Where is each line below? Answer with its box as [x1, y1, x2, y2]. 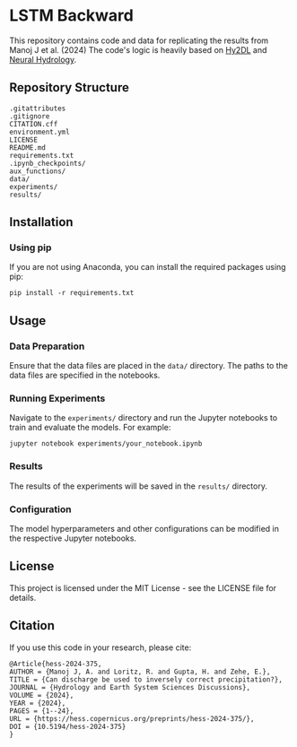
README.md [9, 143, 47, 152]
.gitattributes [9, 104, 66, 113]
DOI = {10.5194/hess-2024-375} [9, 722, 127, 731]
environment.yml [9, 127, 70, 136]
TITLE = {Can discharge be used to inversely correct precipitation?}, [9, 674, 283, 684]
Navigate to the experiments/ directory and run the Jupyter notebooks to [9, 413, 278, 423]
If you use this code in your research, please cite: [9, 642, 192, 653]
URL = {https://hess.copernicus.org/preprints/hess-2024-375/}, [9, 714, 255, 723]
